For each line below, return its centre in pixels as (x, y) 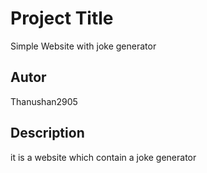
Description (47, 133)
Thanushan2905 (44, 101)
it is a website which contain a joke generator (103, 157)
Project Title (62, 18)
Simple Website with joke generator (83, 46)
